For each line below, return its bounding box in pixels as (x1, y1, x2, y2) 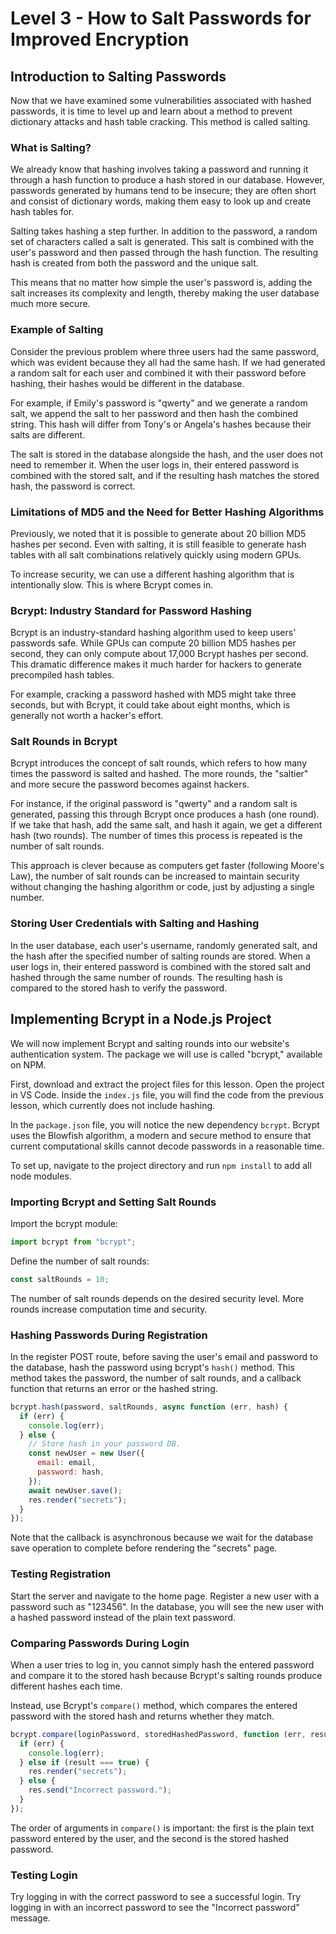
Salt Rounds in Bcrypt (10, 735, 118, 749)
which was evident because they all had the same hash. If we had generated (10, 356, 326, 368)
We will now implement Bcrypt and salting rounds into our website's (10, 1037, 290, 1049)
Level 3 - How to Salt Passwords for (10, 7, 312, 30)
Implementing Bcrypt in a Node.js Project (10, 1011, 272, 1028)
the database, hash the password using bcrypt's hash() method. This (10, 1361, 295, 1373)
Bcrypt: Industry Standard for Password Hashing (10, 603, 252, 617)
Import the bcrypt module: (10, 1217, 119, 1229)
